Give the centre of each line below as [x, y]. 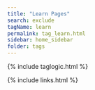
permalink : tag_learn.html [46, 33]
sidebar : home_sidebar [40, 40]
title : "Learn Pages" [39, 14]
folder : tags [26, 46]
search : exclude [31, 20]
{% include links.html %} [43, 80]
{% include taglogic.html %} [48, 66]
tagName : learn [29, 27]
